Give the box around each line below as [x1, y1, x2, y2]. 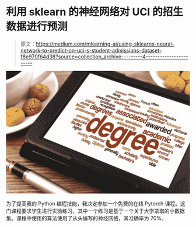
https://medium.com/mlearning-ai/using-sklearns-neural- [36, 40, 174, 47]
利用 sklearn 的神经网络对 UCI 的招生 [6, 5, 184, 19]
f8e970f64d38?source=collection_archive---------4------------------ [20, 53, 188, 60]
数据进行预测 [6, 20, 68, 33]
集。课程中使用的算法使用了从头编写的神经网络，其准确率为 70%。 [6, 214, 167, 222]
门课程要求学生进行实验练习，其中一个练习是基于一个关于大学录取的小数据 [6, 207, 185, 214]
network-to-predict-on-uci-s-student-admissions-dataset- [20, 47, 162, 54]
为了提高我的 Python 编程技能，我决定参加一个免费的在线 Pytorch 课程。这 [6, 200, 185, 207]
